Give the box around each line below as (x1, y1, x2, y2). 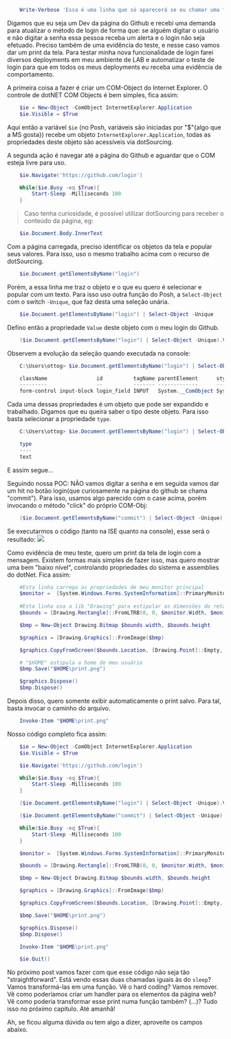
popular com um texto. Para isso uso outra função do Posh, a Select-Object (7, 290, 222, 298)
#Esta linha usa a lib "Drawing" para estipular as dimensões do (19, 603, 211, 610)
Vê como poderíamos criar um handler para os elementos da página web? (7, 990, 217, 998)
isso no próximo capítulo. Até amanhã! (7, 1005, 115, 1013)
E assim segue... (7, 466, 54, 474)
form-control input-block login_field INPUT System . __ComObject (19, 388, 214, 395)
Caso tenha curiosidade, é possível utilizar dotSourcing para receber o (23, 209, 224, 218)
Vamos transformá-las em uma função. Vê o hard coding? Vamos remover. (7, 983, 219, 991)
